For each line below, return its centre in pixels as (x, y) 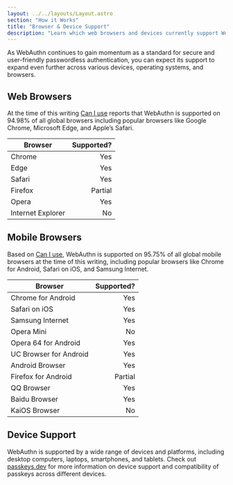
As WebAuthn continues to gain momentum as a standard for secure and (111, 53)
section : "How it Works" (43, 20)
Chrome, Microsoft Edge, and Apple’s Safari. (70, 128)
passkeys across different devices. (57, 474)
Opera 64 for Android (46, 342)
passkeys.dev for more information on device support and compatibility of (113, 466)
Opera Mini (29, 331)
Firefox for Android (41, 376)
